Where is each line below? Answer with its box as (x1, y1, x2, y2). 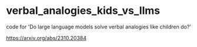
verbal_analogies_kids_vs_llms (6, 4, 161, 17)
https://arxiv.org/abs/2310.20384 (6, 34, 87, 41)
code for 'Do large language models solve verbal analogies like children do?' (6, 23, 192, 30)
